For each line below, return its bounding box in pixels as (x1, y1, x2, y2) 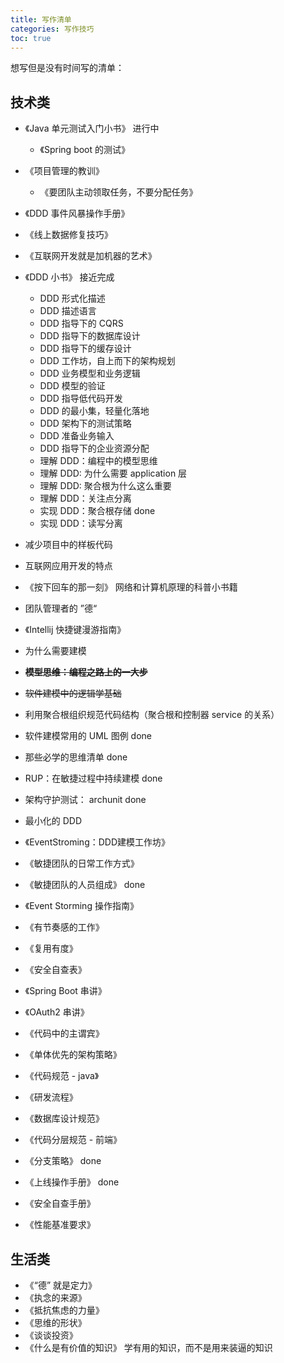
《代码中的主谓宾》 (24, 1027, 105, 1040)
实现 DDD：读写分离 (39, 517, 123, 530)
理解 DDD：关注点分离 (39, 492, 132, 505)
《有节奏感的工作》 (24, 921, 105, 933)
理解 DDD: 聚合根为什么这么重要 (39, 480, 172, 492)
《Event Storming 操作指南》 (24, 900, 139, 912)
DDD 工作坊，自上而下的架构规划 (39, 355, 176, 367)
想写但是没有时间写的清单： (10, 62, 125, 74)
